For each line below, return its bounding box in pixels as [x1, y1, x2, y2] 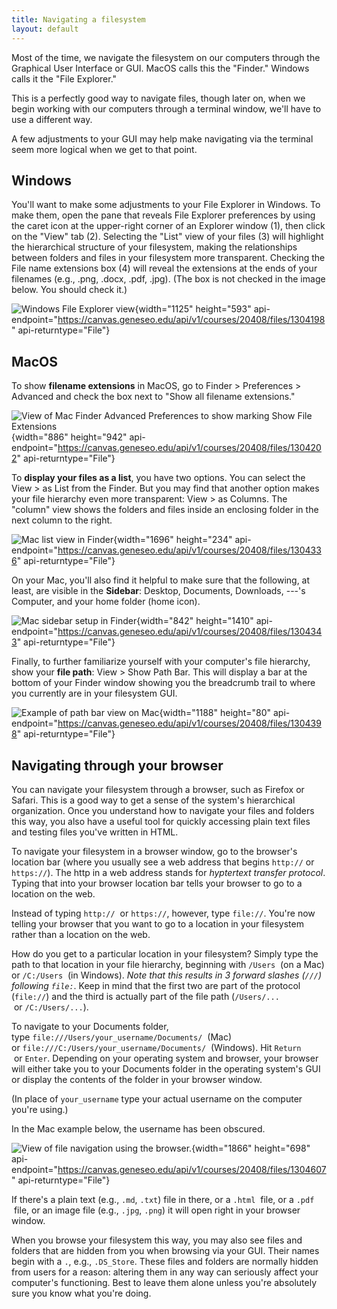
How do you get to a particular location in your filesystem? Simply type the [11, 947, 319, 960]
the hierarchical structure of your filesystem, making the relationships [11, 241, 298, 253]
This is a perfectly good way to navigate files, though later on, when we [11, 92, 306, 104]
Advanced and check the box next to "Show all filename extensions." [11, 391, 296, 403]
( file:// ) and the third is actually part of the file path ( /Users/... [11, 990, 280, 1002]
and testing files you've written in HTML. [11, 826, 179, 838]
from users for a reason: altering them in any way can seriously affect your [11, 1266, 319, 1278]
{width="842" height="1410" [136, 615, 254, 627]
